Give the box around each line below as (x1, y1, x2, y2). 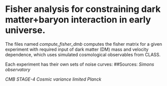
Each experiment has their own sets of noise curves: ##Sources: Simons (5, 61, 155, 67)
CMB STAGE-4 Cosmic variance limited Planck (5, 76, 102, 82)
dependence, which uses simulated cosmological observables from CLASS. (5, 51, 161, 58)
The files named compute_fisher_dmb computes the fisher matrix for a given (5, 41, 163, 47)
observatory (5, 66, 31, 73)
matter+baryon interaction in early (5, 14, 151, 25)
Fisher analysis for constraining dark (5, 3, 161, 15)
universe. (5, 25, 46, 36)
